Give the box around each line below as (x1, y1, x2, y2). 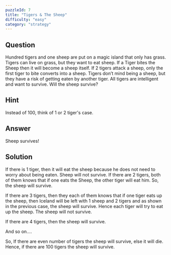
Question (5, 40, 35, 49)
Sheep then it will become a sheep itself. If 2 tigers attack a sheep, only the (5, 65, 163, 71)
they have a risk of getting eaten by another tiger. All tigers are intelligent (5, 76, 159, 82)
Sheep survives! (5, 138, 39, 144)
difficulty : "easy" (5, 17, 47, 22)
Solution (5, 152, 33, 161)
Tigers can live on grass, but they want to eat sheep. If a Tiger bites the (5, 60, 156, 66)
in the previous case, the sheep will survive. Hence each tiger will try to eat (5, 203, 163, 209)
